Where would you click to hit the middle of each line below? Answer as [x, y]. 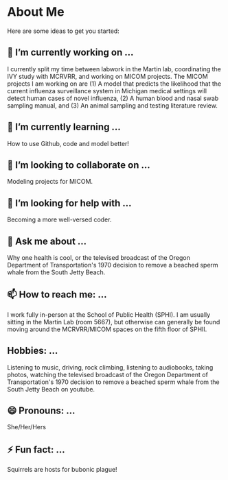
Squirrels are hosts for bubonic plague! [62, 470]
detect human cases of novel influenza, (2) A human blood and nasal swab [113, 98]
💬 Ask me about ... [47, 241]
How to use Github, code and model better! [68, 143]
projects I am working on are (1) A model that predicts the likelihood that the [114, 84]
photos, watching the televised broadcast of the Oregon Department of [107, 374]
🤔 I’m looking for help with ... [69, 203]
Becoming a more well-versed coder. [59, 219]
